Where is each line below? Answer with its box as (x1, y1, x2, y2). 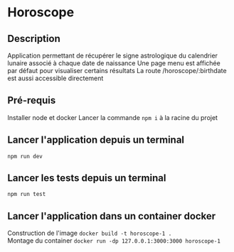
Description (7, 33, 60, 45)
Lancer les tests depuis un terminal (7, 172, 166, 185)
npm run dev (7, 153, 43, 160)
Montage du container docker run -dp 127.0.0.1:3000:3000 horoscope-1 (7, 236, 220, 245)
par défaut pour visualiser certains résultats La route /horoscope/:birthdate (7, 67, 227, 75)
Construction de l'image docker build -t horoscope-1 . (7, 229, 172, 238)
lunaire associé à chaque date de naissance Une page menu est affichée (7, 59, 220, 67)
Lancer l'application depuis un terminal (7, 134, 185, 146)
